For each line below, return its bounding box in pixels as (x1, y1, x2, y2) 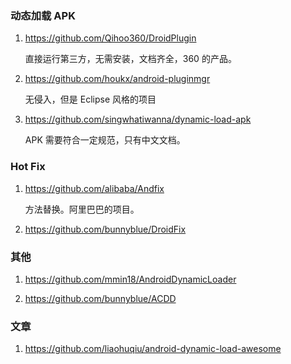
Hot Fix (10, 160, 46, 174)
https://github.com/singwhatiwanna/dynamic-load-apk (24, 113, 252, 126)
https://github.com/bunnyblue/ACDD (24, 292, 177, 304)
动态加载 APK (10, 8, 76, 22)
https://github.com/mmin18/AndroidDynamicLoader (24, 273, 237, 285)
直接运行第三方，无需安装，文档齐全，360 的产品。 (24, 53, 237, 65)
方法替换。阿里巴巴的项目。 (24, 203, 140, 215)
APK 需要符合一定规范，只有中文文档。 (24, 134, 186, 146)
